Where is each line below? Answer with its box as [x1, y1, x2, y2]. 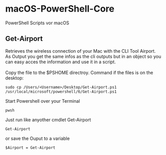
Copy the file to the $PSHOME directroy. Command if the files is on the [5, 69, 153, 75]
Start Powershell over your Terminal [5, 98, 80, 104]
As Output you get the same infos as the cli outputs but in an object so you [5, 53, 161, 59]
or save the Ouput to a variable [5, 135, 70, 141]
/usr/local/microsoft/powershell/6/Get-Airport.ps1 [5, 89, 117, 94]
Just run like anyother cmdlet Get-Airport [5, 117, 91, 123]
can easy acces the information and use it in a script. [5, 59, 116, 65]
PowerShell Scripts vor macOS [5, 20, 70, 26]
